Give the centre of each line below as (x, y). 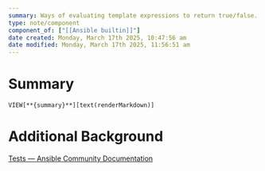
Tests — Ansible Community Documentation (81, 158)
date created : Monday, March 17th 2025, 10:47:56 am (97, 38)
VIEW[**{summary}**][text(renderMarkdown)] (82, 105)
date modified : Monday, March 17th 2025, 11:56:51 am (99, 45)
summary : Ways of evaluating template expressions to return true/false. (133, 15)
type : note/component (44, 23)
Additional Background (86, 137)
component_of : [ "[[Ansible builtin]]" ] (74, 30)
